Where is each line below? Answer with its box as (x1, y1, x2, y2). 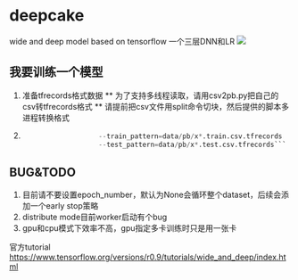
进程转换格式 (21, 112, 70, 123)
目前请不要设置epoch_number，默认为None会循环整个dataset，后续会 (21, 189, 282, 201)
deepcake (9, 5, 85, 26)
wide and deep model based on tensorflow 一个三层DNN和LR (9, 36, 235, 46)
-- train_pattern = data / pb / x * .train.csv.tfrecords (97, 131, 283, 141)
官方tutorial (9, 242, 51, 252)
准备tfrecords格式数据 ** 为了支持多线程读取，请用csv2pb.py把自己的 (21, 90, 279, 101)
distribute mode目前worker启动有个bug (21, 211, 168, 223)
